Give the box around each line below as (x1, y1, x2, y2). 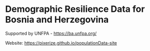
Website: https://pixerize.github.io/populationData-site (5, 40, 117, 46)
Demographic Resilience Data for (5, 3, 145, 15)
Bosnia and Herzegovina (5, 14, 109, 25)
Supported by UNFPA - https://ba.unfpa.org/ (5, 30, 97, 36)
